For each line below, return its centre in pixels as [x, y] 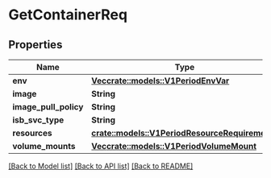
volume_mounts [44, 146]
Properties [35, 45]
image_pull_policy [48, 107]
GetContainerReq [68, 15]
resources [32, 133]
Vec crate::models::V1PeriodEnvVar [161, 81]
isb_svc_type [38, 120]
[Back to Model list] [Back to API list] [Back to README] [101, 166]
